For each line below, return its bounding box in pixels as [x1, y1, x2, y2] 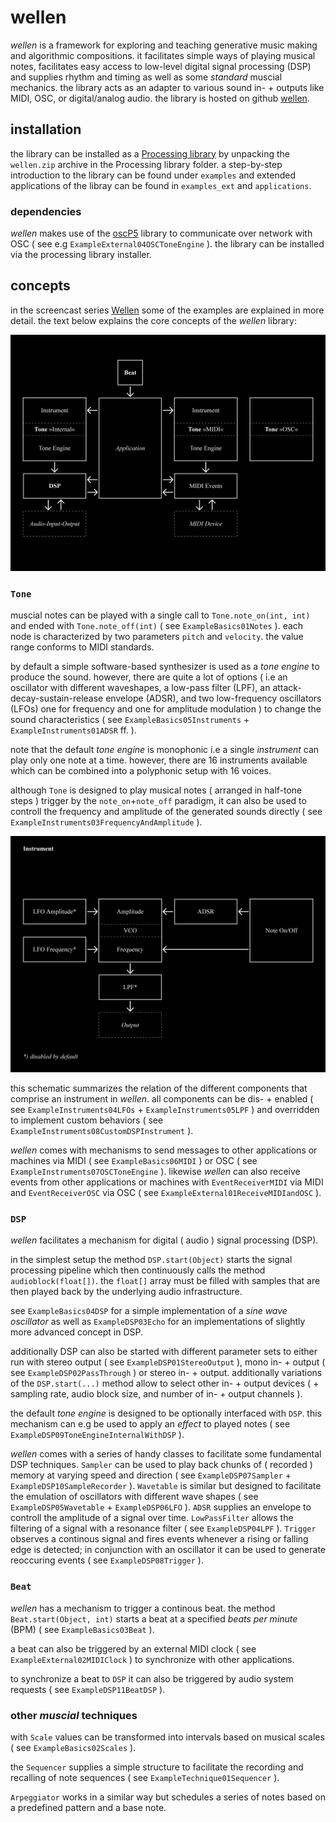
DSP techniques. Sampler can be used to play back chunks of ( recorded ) [10, 1459, 313, 1471]
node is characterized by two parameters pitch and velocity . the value [10, 631, 304, 643]
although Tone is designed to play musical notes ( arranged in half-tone [10, 784, 303, 796]
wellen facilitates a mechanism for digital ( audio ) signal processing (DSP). [10, 1234, 319, 1246]
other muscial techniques [10, 1708, 138, 1722]
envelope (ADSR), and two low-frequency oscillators [105, 692, 322, 705]
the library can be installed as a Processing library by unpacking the [10, 147, 291, 160]
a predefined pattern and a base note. [10, 1802, 167, 1814]
